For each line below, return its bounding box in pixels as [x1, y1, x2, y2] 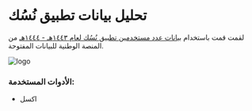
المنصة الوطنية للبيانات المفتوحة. [8, 40, 105, 50]
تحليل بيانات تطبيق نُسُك [8, 6, 147, 25]
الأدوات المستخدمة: [8, 76, 75, 87]
